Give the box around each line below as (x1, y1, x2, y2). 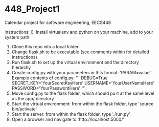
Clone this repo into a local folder (11, 43, 79, 49)
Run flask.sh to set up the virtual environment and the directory (11, 59, 139, 65)
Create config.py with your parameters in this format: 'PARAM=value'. (11, 69, 152, 75)
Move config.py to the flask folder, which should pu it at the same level (11, 90, 155, 96)
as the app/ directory (11, 95, 54, 101)
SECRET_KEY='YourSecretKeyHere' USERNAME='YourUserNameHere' (11, 80, 155, 86)
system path (4, 34, 30, 40)
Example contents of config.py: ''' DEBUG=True (11, 75, 108, 81)
